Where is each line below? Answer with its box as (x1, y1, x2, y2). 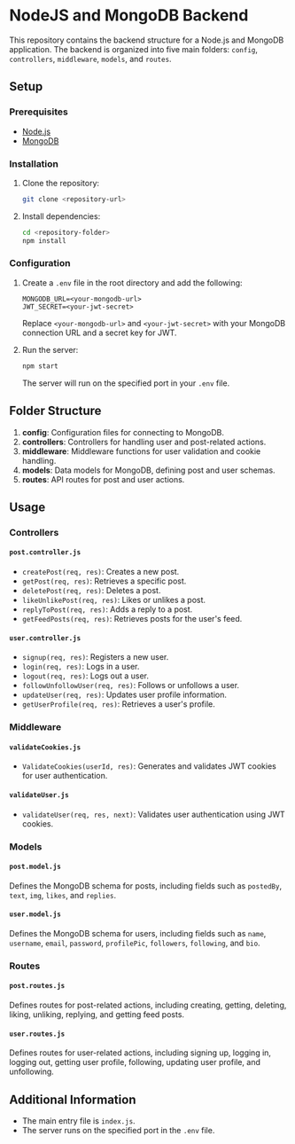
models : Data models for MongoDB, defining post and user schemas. (21, 465, 276, 475)
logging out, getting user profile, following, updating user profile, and (9, 1057, 261, 1068)
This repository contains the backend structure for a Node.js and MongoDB (9, 35, 284, 45)
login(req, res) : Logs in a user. (21, 662, 140, 672)
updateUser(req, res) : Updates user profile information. (21, 689, 228, 701)
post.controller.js (9, 548, 82, 557)
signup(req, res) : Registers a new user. (21, 652, 169, 662)
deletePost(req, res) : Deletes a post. (21, 585, 161, 596)
